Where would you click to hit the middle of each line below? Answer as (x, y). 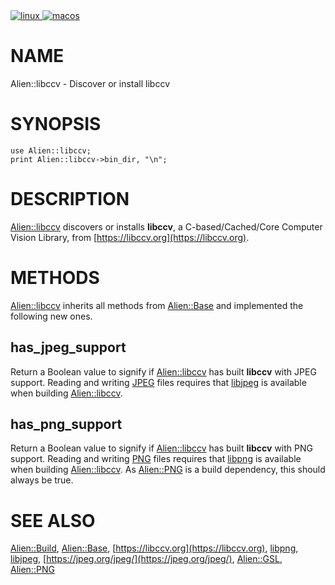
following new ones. (51, 316)
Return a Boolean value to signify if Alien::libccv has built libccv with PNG (161, 448)
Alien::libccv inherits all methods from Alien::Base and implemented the (157, 305)
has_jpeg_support (68, 347)
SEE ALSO (53, 520)
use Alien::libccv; (51, 150)
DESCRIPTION (70, 199)
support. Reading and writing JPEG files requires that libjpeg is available (158, 382)
